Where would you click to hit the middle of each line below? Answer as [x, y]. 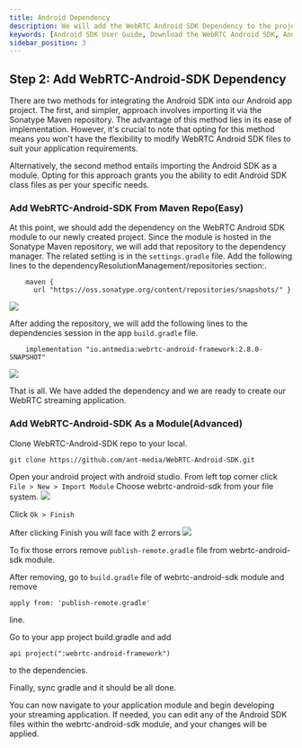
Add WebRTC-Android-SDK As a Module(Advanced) [126, 424]
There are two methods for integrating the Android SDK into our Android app [151, 101]
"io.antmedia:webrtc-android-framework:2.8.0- [174, 350]
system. [24, 497]
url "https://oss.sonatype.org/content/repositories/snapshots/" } [162, 290]
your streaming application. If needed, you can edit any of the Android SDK [148, 714]
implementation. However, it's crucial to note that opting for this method [142, 129]
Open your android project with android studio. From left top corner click [144, 476]
